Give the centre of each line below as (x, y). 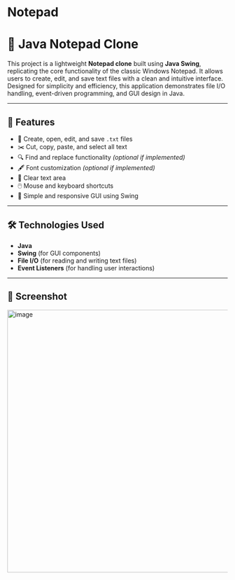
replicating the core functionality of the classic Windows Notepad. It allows (115, 71)
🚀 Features (31, 122)
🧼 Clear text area (42, 178)
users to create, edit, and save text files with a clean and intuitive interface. (115, 78)
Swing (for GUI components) (59, 253)
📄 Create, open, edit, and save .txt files (75, 139)
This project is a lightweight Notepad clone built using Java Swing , (104, 64)
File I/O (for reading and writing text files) (77, 261)
